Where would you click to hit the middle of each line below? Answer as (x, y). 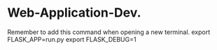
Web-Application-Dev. (74, 13)
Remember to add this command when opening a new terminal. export (109, 32)
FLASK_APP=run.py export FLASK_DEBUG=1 (72, 39)
